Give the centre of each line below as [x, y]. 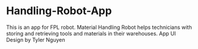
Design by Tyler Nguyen [36, 40]
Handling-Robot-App [59, 11]
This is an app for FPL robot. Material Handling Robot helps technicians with [99, 27]
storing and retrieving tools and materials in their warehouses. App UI [91, 33]
